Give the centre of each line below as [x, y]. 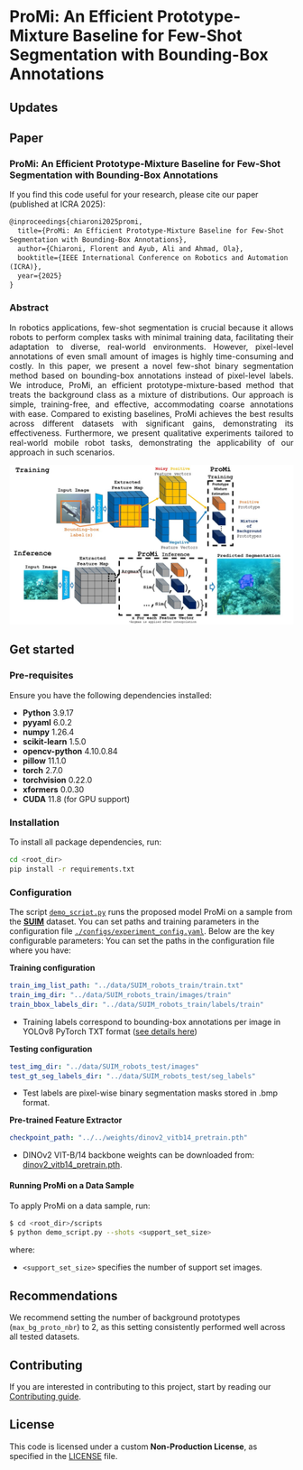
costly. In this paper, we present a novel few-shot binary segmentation [151, 365]
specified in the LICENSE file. [64, 1456]
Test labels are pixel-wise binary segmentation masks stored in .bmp [150, 1093]
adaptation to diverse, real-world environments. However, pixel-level [151, 347]
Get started [42, 650]
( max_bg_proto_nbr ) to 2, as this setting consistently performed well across [147, 1327]
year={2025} [40, 276]
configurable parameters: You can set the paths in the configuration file [142, 941]
